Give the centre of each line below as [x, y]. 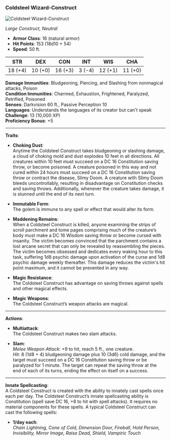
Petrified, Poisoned [25, 99]
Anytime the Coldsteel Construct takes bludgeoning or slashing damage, [89, 151]
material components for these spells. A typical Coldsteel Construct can [81, 407]
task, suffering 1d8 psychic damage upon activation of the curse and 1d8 [89, 257]
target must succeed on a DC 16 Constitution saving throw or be [80, 360]
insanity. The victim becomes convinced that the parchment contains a [87, 241]
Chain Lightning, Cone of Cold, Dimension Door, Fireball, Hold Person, [86, 428]
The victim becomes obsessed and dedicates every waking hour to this [88, 252]
